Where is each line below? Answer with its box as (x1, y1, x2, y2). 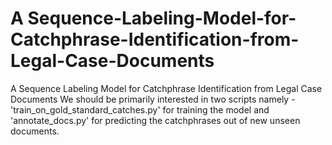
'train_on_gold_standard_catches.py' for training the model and (10, 103, 270, 116)
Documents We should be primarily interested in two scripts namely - (10, 93, 296, 105)
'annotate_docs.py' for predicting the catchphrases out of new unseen (10, 114, 301, 126)
